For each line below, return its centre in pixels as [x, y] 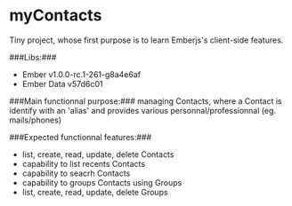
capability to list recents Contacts [83, 163]
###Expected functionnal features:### [81, 137]
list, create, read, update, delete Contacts [98, 154]
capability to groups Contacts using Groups [102, 182]
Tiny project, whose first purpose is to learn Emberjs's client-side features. [146, 40]
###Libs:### [33, 57]
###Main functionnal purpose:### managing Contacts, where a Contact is [146, 101]
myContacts [56, 16]
